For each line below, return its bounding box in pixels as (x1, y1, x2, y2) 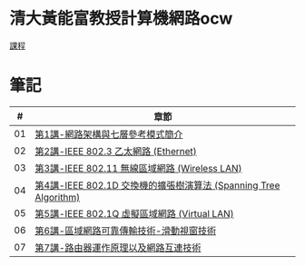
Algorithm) (34, 191, 81, 203)
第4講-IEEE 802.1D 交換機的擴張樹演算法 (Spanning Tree (34, 179, 280, 192)
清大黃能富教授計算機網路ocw (9, 8, 233, 29)
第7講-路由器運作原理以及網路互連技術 (34, 241, 202, 254)
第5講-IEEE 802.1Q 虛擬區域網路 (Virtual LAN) (34, 207, 234, 220)
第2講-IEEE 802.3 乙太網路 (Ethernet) (34, 144, 197, 157)
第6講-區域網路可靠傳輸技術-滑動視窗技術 (34, 224, 216, 237)
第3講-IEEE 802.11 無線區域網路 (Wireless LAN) (34, 162, 242, 174)
